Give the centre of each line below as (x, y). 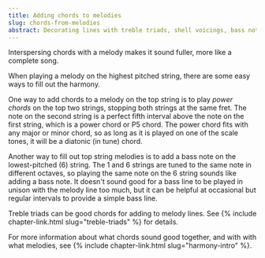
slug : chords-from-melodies (54, 23)
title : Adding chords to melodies (65, 15)
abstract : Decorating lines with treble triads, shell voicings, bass (127, 30)
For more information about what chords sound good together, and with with (132, 238)
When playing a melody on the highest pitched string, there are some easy (129, 76)
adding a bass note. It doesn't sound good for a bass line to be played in (125, 182)
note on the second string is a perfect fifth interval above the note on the (126, 116)
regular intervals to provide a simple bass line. (83, 198)
